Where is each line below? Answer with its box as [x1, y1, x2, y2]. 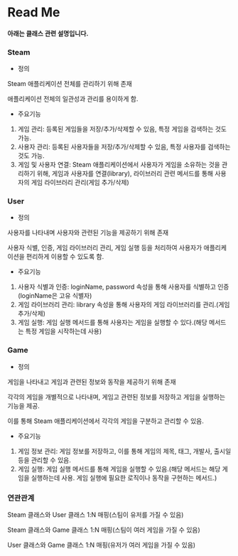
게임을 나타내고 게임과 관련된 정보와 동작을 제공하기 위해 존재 [7, 378, 176, 386]
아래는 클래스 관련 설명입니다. [7, 29, 89, 38]
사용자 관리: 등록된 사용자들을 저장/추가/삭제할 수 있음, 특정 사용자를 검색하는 [17, 143, 231, 151]
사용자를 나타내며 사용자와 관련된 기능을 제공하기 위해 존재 [7, 228, 169, 237]
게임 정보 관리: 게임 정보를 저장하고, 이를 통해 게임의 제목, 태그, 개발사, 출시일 [17, 447, 232, 455]
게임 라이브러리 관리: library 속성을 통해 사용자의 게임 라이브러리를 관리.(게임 [17, 300, 230, 309]
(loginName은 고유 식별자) [17, 292, 92, 300]
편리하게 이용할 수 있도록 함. [26, 252, 104, 261]
